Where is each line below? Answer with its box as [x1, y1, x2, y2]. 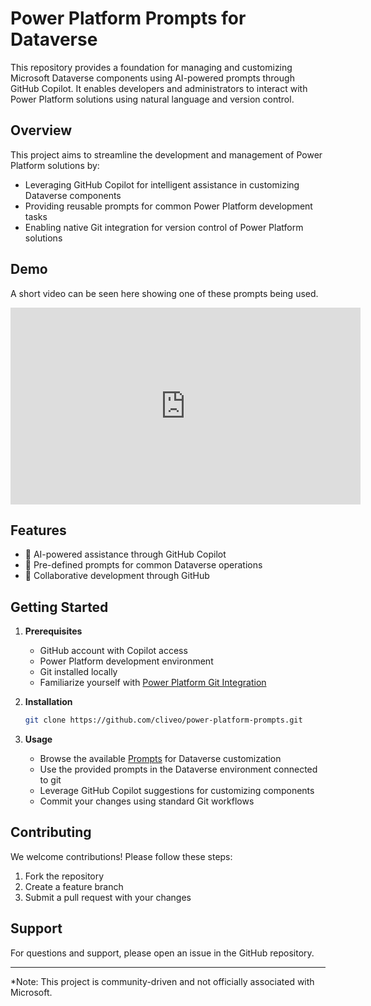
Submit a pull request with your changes [24, 891, 192, 903]
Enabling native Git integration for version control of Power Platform [24, 221, 304, 233]
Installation [24, 696, 73, 708]
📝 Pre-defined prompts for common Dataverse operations [24, 559, 263, 571]
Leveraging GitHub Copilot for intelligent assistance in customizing [24, 178, 300, 191]
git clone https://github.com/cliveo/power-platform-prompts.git [24, 715, 303, 726]
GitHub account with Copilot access [39, 645, 188, 657]
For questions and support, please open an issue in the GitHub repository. [10, 947, 315, 959]
